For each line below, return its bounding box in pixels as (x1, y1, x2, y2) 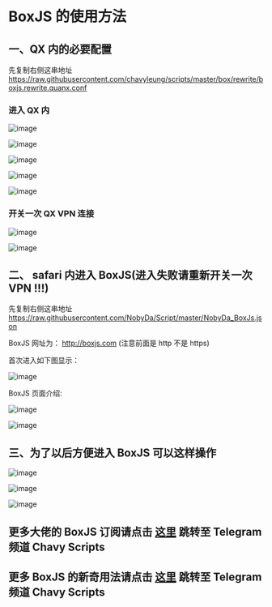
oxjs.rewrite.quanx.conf (8, 83, 87, 92)
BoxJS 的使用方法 (8, 7, 127, 26)
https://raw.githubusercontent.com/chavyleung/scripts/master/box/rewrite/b (8, 75, 264, 83)
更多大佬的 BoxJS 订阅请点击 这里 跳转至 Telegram (8, 524, 262, 539)
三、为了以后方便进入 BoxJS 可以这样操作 (8, 446, 217, 460)
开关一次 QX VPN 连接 (8, 208, 95, 220)
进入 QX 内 (8, 105, 50, 116)
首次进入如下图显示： (8, 356, 79, 365)
